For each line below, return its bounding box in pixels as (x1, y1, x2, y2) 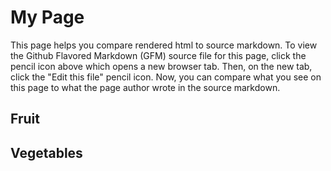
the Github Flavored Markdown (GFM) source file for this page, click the (10, 49, 307, 61)
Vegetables (10, 144, 83, 161)
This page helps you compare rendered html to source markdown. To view (10, 39, 318, 51)
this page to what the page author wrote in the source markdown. (10, 81, 281, 93)
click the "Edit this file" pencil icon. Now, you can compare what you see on (10, 71, 322, 83)
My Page (10, 6, 85, 29)
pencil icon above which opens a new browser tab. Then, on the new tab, (10, 60, 313, 72)
